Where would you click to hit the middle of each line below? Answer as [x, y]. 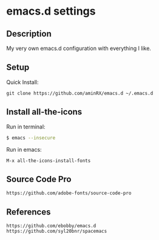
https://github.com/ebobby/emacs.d [51, 226]
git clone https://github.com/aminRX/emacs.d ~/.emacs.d [80, 93]
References [29, 212]
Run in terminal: [26, 127]
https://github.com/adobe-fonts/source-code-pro [69, 193]
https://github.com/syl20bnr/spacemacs [57, 231]
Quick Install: [22, 82]
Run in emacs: [24, 149]
